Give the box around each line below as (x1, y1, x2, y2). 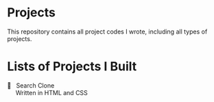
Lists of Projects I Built (7, 59, 137, 75)
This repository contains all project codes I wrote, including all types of (7, 27, 208, 36)
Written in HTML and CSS (15, 88, 88, 97)
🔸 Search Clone (7, 81, 55, 90)
